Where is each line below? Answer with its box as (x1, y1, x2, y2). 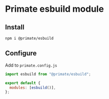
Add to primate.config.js (5, 62, 57, 68)
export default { (5, 80, 41, 85)
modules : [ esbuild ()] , (9, 85, 56, 90)
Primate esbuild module (5, 3, 104, 15)
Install (5, 23, 25, 31)
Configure (5, 49, 37, 57)
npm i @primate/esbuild (5, 36, 54, 41)
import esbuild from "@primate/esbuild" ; (5, 72, 91, 76)
